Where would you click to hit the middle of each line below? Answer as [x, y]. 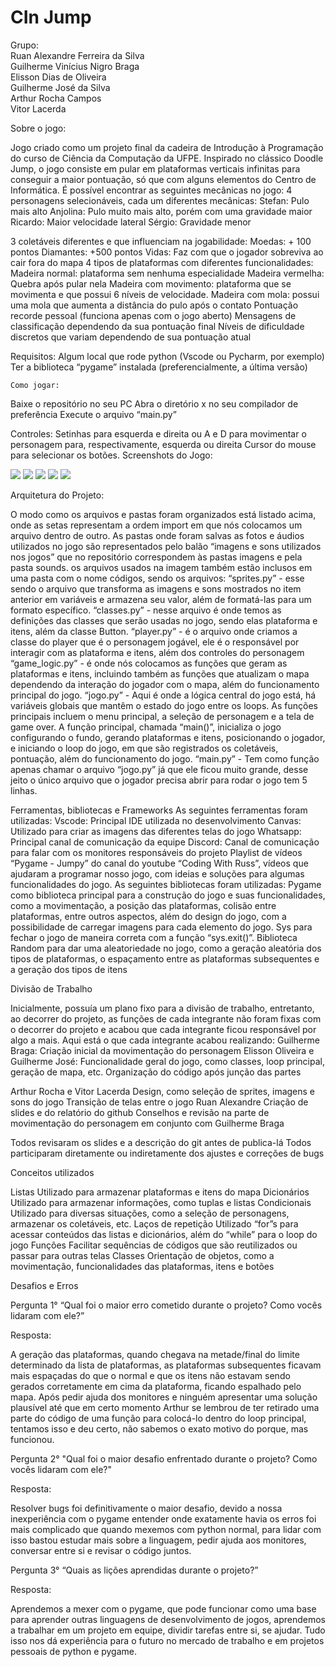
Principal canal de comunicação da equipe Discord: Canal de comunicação [165, 842]
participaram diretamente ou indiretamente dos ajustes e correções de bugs [167, 1153]
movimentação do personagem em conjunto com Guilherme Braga [147, 1123]
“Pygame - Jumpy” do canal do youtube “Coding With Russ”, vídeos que [159, 863]
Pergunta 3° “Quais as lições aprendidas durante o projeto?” [134, 1570]
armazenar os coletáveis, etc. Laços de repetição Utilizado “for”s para [154, 1223]
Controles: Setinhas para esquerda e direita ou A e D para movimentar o [158, 433]
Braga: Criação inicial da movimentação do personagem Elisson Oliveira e [162, 1050]
